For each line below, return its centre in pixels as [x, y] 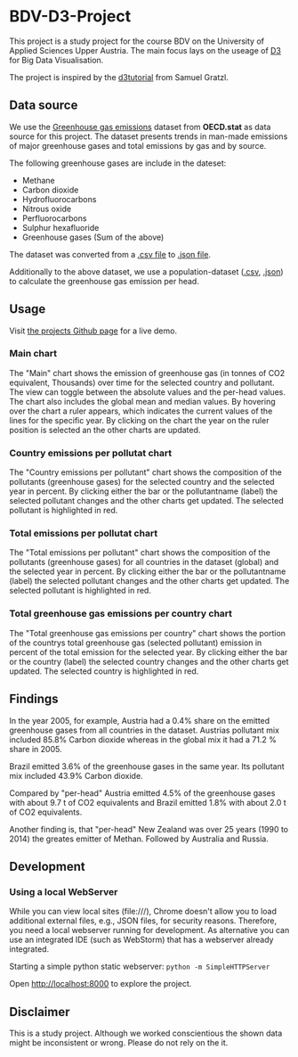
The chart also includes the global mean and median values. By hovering [142, 401]
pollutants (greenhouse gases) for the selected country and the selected [142, 482]
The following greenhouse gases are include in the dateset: [118, 163]
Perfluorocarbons [54, 218]
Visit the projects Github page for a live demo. [93, 331]
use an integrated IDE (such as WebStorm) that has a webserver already [141, 940]
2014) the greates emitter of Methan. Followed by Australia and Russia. [139, 839]
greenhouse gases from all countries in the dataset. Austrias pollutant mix [145, 730]
